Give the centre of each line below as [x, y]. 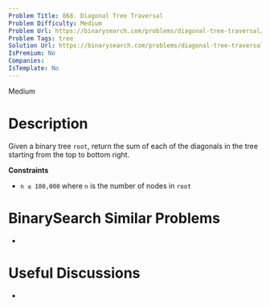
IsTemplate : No [34, 68]
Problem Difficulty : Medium [55, 23]
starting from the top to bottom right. [69, 155]
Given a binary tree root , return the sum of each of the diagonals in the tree [133, 146]
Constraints [29, 170]
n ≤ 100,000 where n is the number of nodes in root [105, 185]
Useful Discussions [74, 273]
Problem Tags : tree [41, 38]
